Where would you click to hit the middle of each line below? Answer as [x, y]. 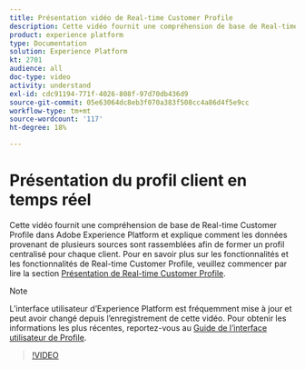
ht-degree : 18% [38, 128]
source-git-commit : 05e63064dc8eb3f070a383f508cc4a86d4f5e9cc [129, 102]
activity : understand [50, 85]
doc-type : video [40, 77]
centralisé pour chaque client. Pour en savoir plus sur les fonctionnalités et [149, 254]
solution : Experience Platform [69, 52]
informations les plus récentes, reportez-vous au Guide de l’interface [138, 327]
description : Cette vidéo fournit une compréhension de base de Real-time [154, 26]
